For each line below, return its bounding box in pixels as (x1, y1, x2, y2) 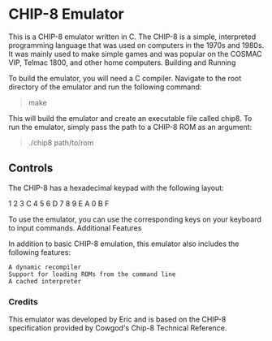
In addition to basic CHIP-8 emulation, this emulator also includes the (8, 239, 240, 248)
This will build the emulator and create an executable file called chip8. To (8, 113, 253, 123)
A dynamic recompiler (8, 263, 82, 271)
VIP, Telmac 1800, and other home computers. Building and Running (8, 58, 236, 67)
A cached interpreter (8, 277, 82, 285)
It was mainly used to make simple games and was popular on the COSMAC (8, 49, 262, 58)
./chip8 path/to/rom (28, 137, 94, 147)
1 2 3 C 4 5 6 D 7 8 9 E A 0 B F (8, 198, 110, 208)
